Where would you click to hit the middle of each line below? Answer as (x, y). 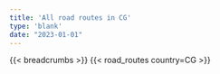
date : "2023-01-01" (46, 34)
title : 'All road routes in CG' (70, 18)
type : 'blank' (36, 26)
